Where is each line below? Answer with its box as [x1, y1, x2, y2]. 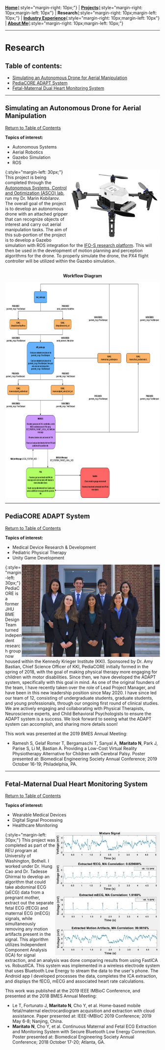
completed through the [5, 180, 52, 185]
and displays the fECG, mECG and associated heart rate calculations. [5, 978, 145, 984]
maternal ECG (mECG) [5, 910, 51, 916]
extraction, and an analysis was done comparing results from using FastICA [5, 957, 158, 963]
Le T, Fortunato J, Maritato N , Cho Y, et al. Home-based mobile [12, 1003, 141, 1009]
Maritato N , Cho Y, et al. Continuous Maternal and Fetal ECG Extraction [12, 1023, 157, 1029]
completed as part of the [5, 842, 55, 848]
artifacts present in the [5, 931, 51, 937]
